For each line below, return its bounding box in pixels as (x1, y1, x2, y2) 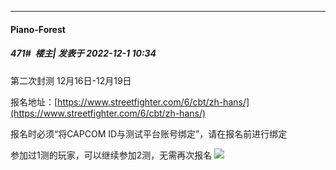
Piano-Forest (10, 23, 66, 35)
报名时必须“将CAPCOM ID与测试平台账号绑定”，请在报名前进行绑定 (10, 127, 288, 140)
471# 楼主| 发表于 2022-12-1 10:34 (10, 47, 157, 60)
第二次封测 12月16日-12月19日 (10, 74, 132, 86)
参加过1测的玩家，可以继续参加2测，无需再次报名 (10, 149, 213, 161)
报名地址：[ (10, 96, 58, 108)
